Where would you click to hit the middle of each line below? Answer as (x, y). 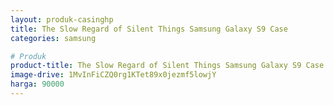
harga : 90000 (37, 84)
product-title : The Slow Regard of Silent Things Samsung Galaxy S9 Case (167, 66)
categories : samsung (53, 38)
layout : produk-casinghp (62, 19)
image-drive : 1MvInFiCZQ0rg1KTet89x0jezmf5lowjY (113, 75)
